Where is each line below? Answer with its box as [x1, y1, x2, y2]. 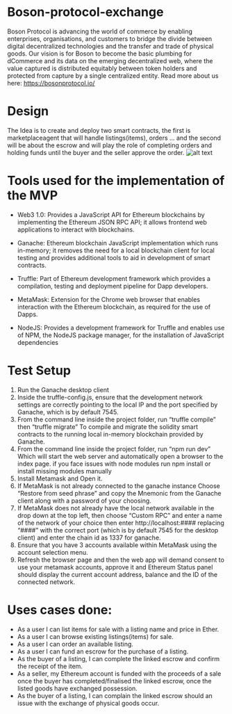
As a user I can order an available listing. [17, 640, 134, 648]
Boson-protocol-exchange [7, 4, 164, 20]
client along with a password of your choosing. [17, 496, 151, 505]
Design [7, 104, 49, 119]
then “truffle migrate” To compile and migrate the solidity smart [17, 422, 199, 431]
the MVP [7, 188, 58, 204]
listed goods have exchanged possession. [17, 684, 138, 692]
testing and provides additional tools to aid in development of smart [17, 253, 210, 261]
